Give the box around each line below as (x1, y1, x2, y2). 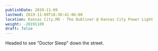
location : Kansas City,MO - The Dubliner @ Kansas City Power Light (5, 17, 153, 22)
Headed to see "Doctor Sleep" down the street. (5, 40, 104, 46)
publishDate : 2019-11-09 (5, 7, 58, 13)
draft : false (5, 26, 33, 31)
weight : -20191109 (5, 21, 44, 27)
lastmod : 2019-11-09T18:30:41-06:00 (5, 12, 83, 17)
